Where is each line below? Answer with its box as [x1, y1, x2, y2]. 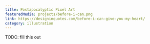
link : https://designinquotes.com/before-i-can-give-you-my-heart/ [5, 16, 146, 21]
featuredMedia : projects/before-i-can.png [5, 12, 93, 17]
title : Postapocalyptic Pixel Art [5, 7, 76, 12]
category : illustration [5, 21, 54, 26]
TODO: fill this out [5, 34, 41, 40]
